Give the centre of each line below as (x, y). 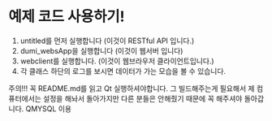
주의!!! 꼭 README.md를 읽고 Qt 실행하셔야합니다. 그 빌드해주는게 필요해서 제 (132, 88)
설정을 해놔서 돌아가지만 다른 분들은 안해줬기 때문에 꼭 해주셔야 (143, 98)
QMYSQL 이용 (48, 108)
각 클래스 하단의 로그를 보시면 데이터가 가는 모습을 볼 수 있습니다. (123, 71)
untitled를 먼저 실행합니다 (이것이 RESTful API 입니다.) (107, 41)
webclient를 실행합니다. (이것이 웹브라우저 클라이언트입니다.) (117, 61)
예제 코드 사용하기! (67, 17)
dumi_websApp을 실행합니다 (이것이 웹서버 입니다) (101, 50)
